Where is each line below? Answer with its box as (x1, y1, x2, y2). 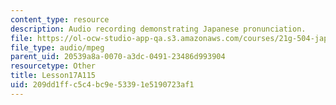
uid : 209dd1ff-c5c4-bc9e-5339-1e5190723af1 (10, 80, 195, 90)
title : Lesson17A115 (10, 71, 97, 81)
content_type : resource (10, 14, 110, 25)
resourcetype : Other (10, 61, 97, 71)
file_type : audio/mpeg (10, 42, 105, 53)
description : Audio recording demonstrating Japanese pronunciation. (10, 24, 307, 34)
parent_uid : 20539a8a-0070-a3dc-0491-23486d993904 (10, 52, 226, 62)
